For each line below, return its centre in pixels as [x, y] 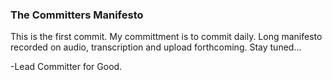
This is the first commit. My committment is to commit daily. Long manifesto [166, 37]
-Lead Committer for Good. [66, 67]
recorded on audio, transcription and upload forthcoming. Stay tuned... [156, 47]
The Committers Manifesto [77, 15]
